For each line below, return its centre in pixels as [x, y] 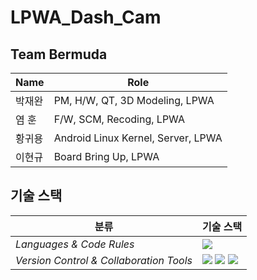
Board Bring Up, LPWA [106, 156]
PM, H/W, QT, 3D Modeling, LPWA [134, 100]
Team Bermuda [59, 54]
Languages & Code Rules [75, 244]
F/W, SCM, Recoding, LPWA [119, 119]
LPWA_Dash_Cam [86, 17]
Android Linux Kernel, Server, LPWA [138, 138]
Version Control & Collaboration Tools [104, 260]
